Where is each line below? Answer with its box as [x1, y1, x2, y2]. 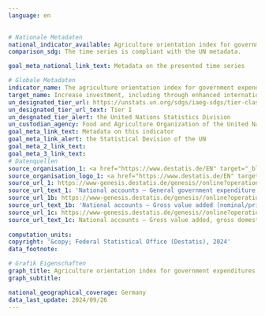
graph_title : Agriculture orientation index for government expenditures [8, 267, 256, 275]
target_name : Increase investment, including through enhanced [8, 91, 221, 99]
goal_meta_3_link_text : [8, 149, 87, 158]
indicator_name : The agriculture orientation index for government [8, 84, 235, 92]
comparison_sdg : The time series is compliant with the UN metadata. [8, 48, 242, 56]
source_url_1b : [8, 194, 58, 202]
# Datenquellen [8, 157, 58, 165]
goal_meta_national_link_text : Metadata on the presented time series [8, 62, 245, 70]
